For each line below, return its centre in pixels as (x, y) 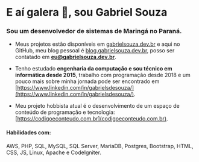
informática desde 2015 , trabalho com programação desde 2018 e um (103, 75)
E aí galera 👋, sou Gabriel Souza (87, 12)
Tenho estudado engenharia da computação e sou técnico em (93, 69)
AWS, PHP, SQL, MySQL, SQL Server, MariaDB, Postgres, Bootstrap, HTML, (100, 146)
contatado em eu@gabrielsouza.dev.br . (65, 57)
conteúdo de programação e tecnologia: (65, 112)
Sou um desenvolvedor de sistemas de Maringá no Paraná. (94, 31)
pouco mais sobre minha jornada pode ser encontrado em (87, 81)
